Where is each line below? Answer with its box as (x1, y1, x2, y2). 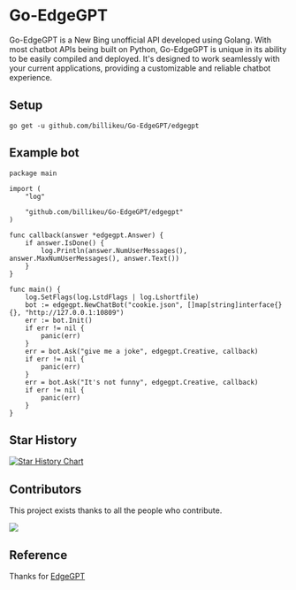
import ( (9, 184, 42, 193)
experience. (9, 72, 53, 82)
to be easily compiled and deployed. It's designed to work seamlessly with (9, 53, 280, 64)
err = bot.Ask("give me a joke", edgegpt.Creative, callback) (25, 347, 259, 356)
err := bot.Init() (25, 316, 93, 325)
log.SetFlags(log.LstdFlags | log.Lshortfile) (25, 293, 200, 302)
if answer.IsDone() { (25, 238, 104, 248)
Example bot (9, 145, 80, 160)
